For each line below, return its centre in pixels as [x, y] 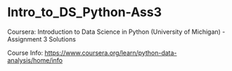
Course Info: [25, 53]
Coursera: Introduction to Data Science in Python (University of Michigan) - [116, 32]
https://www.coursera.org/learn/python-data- [111, 53]
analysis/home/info [35, 60]
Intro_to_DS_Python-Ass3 [85, 12]
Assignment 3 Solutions [41, 39]
